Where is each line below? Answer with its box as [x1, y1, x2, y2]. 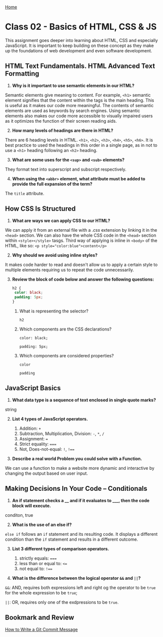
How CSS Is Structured [5, 205, 76, 213]
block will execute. [12, 503, 51, 508]
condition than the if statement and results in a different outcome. [5, 536, 138, 542]
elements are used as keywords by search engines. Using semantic [5, 108, 140, 113]
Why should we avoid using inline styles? [12, 252, 98, 258]
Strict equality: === [19, 441, 57, 447]
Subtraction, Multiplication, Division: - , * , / [19, 430, 105, 437]
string [5, 406, 17, 412]
